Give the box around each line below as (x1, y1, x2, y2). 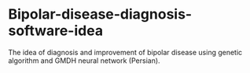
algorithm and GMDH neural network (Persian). (8, 56, 160, 65)
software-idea (8, 22, 104, 40)
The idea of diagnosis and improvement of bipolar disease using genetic (8, 47, 243, 57)
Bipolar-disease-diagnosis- (8, 5, 193, 23)
